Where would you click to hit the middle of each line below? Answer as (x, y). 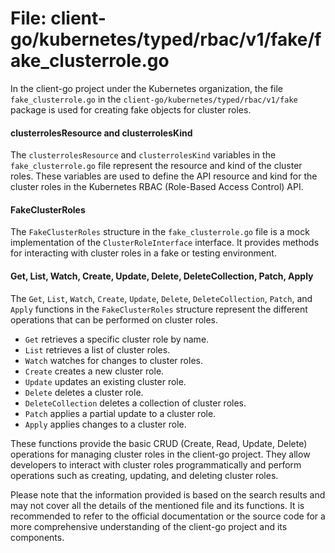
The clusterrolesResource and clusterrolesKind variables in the (143, 155)
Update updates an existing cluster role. (105, 381)
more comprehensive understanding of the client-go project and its (149, 526)
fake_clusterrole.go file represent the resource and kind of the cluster (156, 166)
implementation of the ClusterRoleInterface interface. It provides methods (165, 243)
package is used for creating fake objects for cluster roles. (131, 109)
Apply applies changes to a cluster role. (105, 424)
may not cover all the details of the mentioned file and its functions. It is (157, 505)
